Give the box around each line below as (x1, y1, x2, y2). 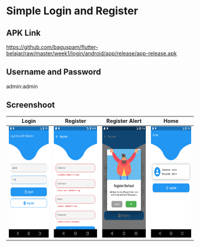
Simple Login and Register (6, 4, 139, 18)
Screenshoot (6, 100, 55, 110)
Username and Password (6, 67, 101, 77)
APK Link (6, 28, 41, 38)
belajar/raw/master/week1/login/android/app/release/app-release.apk (6, 50, 177, 57)
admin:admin (6, 83, 38, 90)
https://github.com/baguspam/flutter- (6, 43, 98, 50)
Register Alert (106, 118, 142, 125)
